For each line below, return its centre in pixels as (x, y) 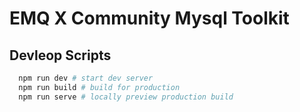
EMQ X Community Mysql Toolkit (149, 18)
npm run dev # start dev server (86, 78)
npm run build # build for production (99, 87)
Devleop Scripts (60, 55)
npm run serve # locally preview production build (126, 97)
